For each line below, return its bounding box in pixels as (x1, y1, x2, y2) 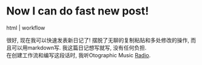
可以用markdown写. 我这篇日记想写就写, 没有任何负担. (11, 44, 147, 51)
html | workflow (6, 24, 45, 31)
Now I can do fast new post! (6, 4, 149, 18)
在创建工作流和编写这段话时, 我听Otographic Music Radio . (6, 51, 151, 58)
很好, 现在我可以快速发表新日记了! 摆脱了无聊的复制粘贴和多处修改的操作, (6, 36, 189, 43)
